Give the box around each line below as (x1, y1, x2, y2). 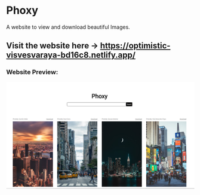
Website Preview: (6, 68, 59, 77)
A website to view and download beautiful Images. (6, 23, 130, 31)
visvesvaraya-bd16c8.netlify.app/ (6, 50, 136, 60)
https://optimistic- (100, 41, 171, 51)
